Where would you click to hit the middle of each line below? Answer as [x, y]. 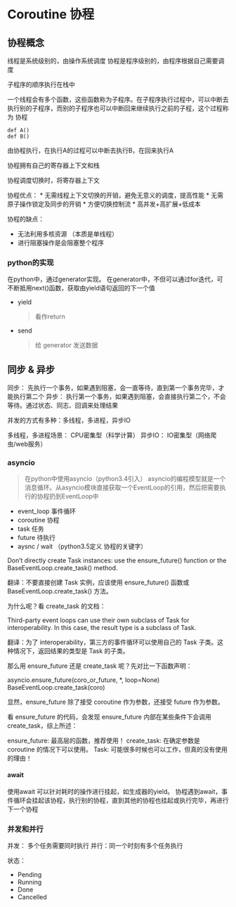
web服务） [31, 444]
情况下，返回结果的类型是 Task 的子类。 [71, 651]
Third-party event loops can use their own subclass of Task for [98, 620]
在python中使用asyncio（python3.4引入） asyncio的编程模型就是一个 [125, 479]
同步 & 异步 [31, 369]
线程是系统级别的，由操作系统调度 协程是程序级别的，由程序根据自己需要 [113, 61]
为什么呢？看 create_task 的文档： [57, 606]
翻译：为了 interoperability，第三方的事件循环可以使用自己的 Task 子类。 [112, 642]
